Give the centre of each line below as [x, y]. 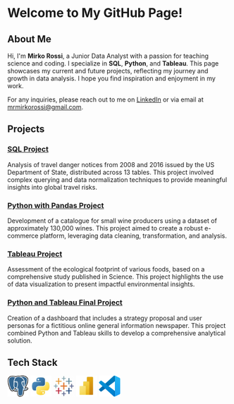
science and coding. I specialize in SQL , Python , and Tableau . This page [113, 63]
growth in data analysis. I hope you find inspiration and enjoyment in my [112, 78]
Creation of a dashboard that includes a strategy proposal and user [105, 318]
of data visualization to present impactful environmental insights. [101, 284]
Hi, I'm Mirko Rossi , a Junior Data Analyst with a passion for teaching [108, 56]
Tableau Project [35, 254]
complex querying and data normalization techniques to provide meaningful [117, 179]
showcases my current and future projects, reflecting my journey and [108, 71]
